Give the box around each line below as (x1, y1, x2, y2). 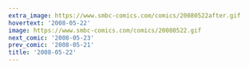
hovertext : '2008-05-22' (8, 19, 91, 27)
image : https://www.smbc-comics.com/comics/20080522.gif (8, 26, 202, 34)
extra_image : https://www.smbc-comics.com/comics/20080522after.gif (8, 11, 241, 20)
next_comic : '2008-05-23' (8, 33, 94, 42)
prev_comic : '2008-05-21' (8, 41, 94, 49)
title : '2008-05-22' (8, 48, 77, 56)
